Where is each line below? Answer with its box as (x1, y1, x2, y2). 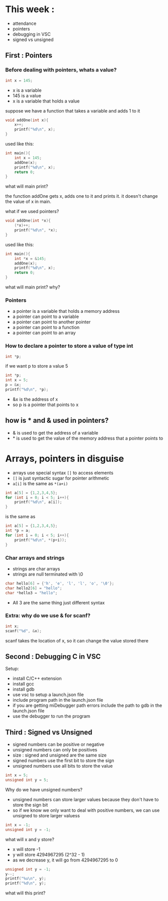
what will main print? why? (5, 284, 61, 290)
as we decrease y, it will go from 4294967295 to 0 (12, 857, 118, 863)
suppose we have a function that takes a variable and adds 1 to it (5, 107, 140, 114)
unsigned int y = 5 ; (5, 777, 49, 783)
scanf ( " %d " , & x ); (5, 628, 42, 633)
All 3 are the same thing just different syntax (12, 599, 105, 605)
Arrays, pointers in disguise (5, 453, 124, 464)
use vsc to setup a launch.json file (12, 692, 84, 698)
